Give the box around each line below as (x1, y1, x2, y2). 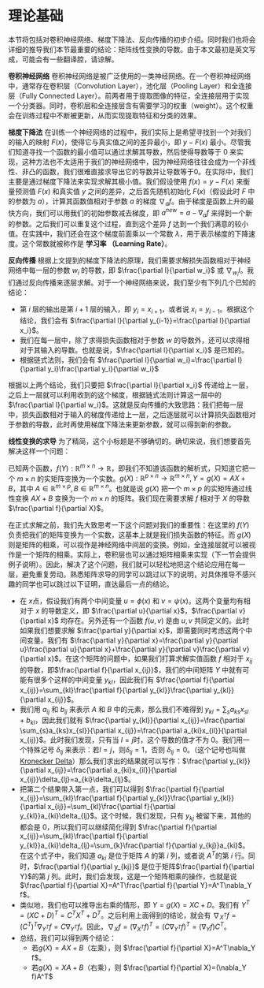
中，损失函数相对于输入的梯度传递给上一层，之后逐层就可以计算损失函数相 (8, 410, 249, 419)
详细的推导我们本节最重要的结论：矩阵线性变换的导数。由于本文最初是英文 (8, 44, 249, 54)
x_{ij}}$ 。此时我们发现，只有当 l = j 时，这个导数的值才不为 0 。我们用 (19, 735, 244, 745)
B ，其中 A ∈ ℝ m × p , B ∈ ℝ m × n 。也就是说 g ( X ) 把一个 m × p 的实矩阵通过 (8, 483, 246, 494)
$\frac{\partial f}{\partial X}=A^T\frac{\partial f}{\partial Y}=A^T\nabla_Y (19, 881, 253, 890)
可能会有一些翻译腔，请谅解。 (21, 54, 119, 64)
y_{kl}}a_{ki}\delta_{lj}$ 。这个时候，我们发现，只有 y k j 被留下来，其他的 (19, 811, 251, 822)
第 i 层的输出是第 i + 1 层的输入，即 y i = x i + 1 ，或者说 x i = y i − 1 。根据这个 (19, 304, 255, 316)
